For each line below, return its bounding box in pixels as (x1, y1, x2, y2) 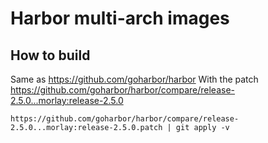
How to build (10, 47, 91, 64)
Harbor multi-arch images (10, 7, 230, 30)
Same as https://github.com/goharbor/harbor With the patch (10, 73, 259, 85)
